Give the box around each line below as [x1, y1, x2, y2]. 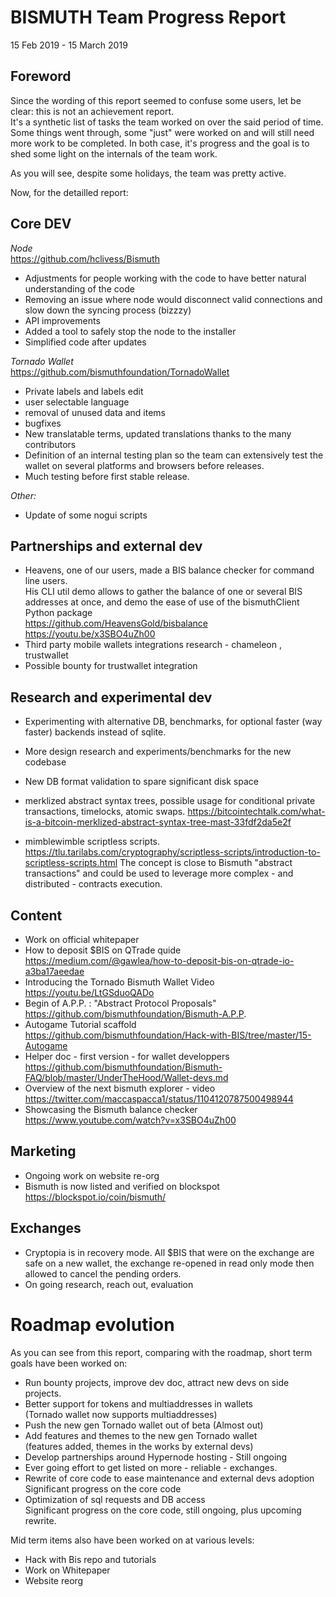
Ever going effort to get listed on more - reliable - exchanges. [24, 1461, 278, 1473]
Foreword [10, 68, 72, 85]
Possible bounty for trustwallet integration [24, 660, 198, 672]
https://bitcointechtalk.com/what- [187, 806, 326, 818]
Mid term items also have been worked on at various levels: [10, 1534, 255, 1546]
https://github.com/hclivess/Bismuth [10, 252, 160, 265]
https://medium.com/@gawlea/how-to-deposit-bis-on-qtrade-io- [24, 955, 295, 966]
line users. [24, 575, 68, 587]
